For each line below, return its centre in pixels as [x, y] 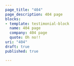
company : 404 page [29, 33]
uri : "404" [16, 42]
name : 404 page [25, 28]
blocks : [13, 19]
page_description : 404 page [34, 14]
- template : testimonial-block [37, 24]
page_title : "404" [24, 10]
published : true [22, 51]
